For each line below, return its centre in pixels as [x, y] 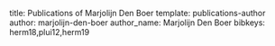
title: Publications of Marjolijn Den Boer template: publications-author [137, 13]
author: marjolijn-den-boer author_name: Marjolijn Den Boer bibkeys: [137, 23]
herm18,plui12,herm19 [50, 32]
